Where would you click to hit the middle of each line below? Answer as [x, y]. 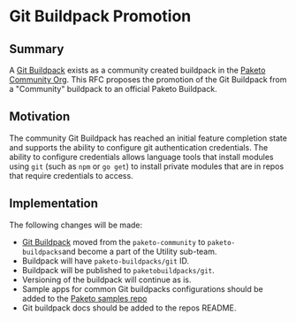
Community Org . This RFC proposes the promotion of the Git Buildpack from [148, 80]
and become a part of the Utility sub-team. [139, 251]
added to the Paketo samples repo [84, 298]
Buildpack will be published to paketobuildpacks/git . [118, 270]
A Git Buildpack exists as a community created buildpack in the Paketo [137, 70]
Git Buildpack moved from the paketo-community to [114, 241]
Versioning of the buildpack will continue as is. [106, 280]
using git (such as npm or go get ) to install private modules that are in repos [147, 166]
